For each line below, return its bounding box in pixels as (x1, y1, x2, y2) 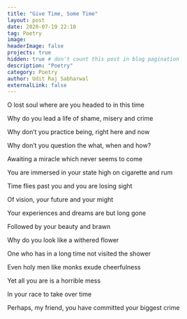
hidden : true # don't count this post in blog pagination (7, 56, 179, 63)
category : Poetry (7, 68, 58, 75)
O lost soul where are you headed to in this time (7, 101, 144, 109)
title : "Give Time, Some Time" (7, 10, 98, 17)
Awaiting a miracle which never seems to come (7, 155, 143, 163)
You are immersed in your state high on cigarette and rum (7, 168, 173, 177)
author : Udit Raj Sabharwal (7, 75, 89, 82)
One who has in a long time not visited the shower (7, 249, 151, 258)
